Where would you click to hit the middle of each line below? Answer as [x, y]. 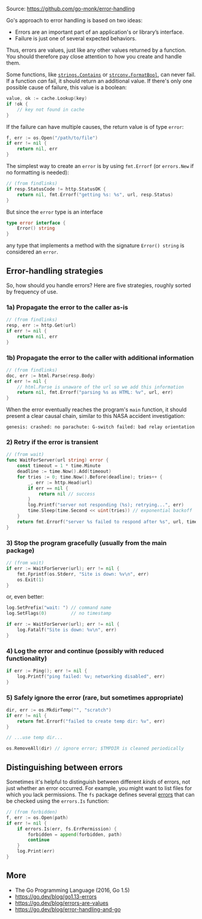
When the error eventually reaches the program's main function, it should [96, 410]
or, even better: [25, 597]
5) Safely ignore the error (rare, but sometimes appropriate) [95, 697]
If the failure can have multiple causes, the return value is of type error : [95, 126]
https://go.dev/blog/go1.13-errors [56, 896]
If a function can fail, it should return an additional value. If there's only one [99, 81]
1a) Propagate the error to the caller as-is [67, 307]
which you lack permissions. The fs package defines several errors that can [100, 795]
